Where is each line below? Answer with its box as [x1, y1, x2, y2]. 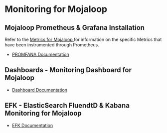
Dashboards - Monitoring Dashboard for [4, 66, 132, 74]
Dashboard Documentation [11, 87, 68, 93]
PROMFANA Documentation [11, 51, 69, 57]
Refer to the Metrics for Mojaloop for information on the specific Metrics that [4, 36, 162, 42]
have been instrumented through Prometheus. [4, 42, 99, 48]
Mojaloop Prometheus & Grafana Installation [4, 23, 145, 32]
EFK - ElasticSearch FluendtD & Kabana [4, 101, 130, 110]
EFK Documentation [11, 122, 53, 128]
